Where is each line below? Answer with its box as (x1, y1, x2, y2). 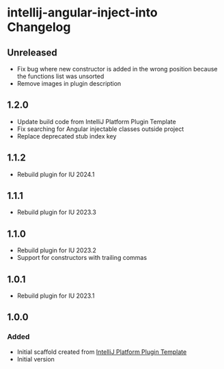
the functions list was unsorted (16, 72, 104, 80)
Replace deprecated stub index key (16, 132, 117, 140)
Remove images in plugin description (16, 80, 122, 87)
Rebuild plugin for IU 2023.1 (16, 291, 95, 300)
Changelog (7, 19, 71, 35)
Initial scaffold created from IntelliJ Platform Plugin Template (16, 348, 187, 356)
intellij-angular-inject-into (7, 5, 158, 21)
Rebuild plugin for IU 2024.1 (16, 170, 95, 178)
